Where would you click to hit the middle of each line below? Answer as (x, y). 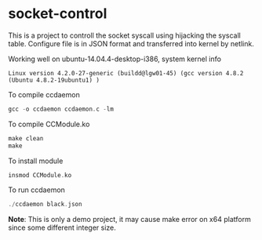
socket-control (58, 14)
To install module (36, 161)
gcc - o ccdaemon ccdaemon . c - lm (61, 109)
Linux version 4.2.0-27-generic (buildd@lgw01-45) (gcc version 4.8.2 (126, 73)
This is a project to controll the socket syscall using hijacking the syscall (124, 35)
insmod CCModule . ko (40, 175)
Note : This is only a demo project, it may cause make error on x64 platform (129, 220)
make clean (26, 138)
